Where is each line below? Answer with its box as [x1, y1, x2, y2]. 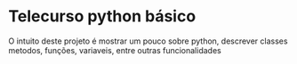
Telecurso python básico [8, 6, 197, 27]
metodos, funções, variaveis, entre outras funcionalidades [8, 44, 221, 55]
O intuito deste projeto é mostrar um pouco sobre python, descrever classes [8, 36, 288, 46]
